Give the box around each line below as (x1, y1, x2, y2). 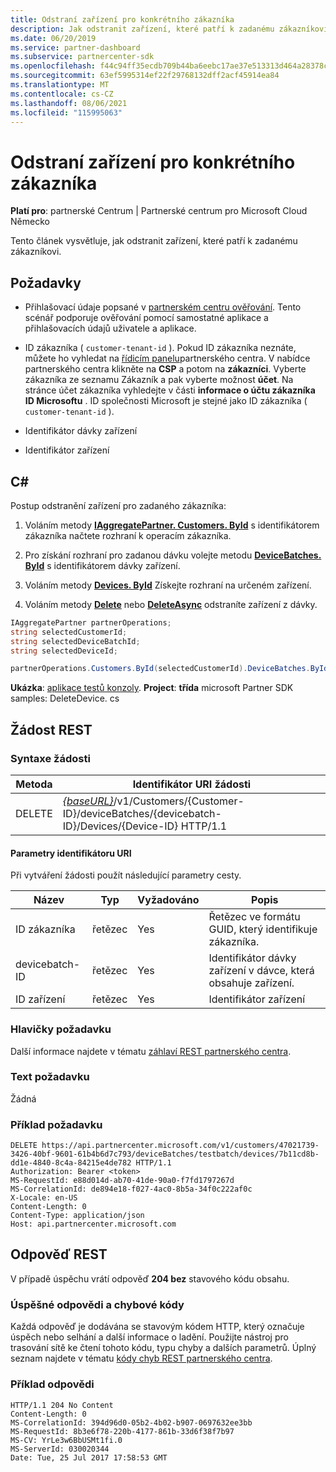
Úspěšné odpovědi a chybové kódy (10, 1297, 185, 1311)
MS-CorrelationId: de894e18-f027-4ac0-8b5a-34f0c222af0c (10, 1184, 253, 1195)
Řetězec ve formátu (208, 910, 301, 924)
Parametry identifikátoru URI (10, 847, 132, 859)
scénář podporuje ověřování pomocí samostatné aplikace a (24, 312, 269, 324)
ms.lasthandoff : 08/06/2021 (10, 98, 128, 108)
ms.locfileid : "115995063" (10, 107, 123, 118)
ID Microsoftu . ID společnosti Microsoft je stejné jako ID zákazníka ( (24, 395, 308, 407)
